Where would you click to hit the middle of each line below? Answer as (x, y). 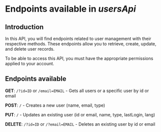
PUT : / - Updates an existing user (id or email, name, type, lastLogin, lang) (80, 114)
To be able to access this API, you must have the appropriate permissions (79, 58)
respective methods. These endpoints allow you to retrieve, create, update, (81, 44)
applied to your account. (30, 64)
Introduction (24, 27)
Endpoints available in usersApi (70, 9)
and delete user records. (30, 49)
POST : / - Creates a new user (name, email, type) (55, 105)
